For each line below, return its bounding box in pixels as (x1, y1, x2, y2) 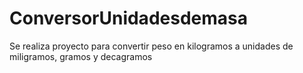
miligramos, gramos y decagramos (9, 50, 153, 62)
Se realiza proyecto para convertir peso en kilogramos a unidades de (9, 40, 294, 52)
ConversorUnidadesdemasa (9, 7, 248, 30)
